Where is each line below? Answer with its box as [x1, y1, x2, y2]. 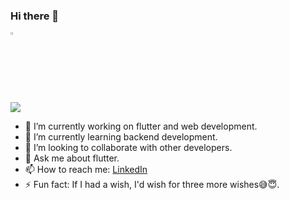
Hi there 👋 [10, 9, 60, 23]
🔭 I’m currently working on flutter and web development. [24, 120, 258, 132]
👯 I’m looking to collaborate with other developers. [24, 141, 233, 153]
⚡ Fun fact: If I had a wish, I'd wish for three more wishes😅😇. [24, 178, 280, 190]
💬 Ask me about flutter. [24, 152, 120, 164]
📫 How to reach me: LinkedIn [24, 163, 148, 175]
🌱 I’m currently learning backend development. [24, 130, 218, 143]
